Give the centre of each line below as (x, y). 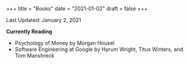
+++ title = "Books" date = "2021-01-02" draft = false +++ (77, 9)
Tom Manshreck (34, 55)
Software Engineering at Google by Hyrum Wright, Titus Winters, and (99, 49)
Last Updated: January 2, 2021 (44, 20)
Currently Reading (29, 31)
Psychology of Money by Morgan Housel (64, 43)
